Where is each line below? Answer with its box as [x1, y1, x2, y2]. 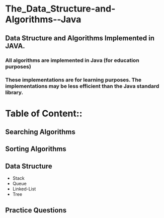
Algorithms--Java [5, 14, 81, 25]
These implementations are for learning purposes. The [5, 77, 142, 84]
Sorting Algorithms [5, 144, 66, 154]
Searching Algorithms [5, 128, 75, 136]
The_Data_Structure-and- [5, 3, 116, 15]
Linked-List [12, 186, 36, 192]
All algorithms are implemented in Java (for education [5, 56, 139, 63]
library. [5, 89, 24, 96]
